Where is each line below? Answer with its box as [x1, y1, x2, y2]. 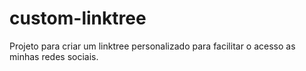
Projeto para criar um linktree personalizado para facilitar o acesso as [9, 40, 296, 52]
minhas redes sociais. [9, 50, 99, 62]
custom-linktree [9, 7, 147, 30]
